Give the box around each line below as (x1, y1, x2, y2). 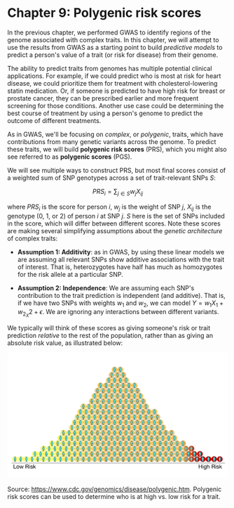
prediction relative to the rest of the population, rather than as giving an (7, 332, 214, 340)
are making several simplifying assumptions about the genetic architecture (7, 226, 223, 235)
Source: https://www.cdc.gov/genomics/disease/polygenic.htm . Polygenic (7, 485, 222, 493)
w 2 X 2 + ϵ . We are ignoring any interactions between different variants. (17, 308, 219, 319)
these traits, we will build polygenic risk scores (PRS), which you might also (7, 145, 227, 153)
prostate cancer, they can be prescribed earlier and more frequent (7, 93, 199, 103)
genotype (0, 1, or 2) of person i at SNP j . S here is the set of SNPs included (7, 211, 226, 220)
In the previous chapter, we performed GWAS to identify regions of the (7, 28, 212, 37)
